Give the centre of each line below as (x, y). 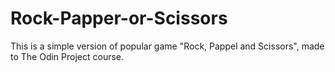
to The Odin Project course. (67, 56)
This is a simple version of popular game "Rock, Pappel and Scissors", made (167, 46)
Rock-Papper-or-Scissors (119, 18)
